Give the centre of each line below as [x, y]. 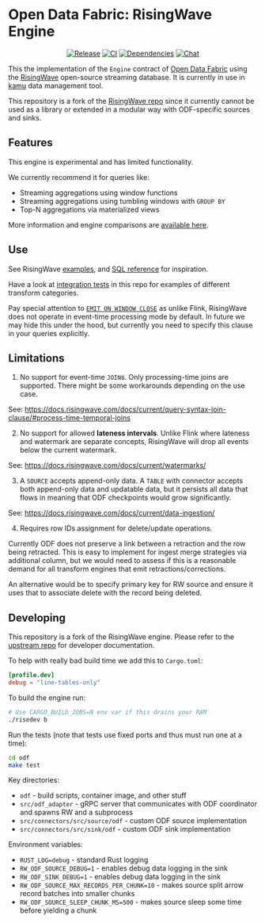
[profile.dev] [32, 676]
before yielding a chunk [58, 910]
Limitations [36, 358]
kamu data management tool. [56, 86]
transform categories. [44, 293]
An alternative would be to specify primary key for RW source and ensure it [131, 584]
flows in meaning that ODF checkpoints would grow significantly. [125, 498]
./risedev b [28, 719]
